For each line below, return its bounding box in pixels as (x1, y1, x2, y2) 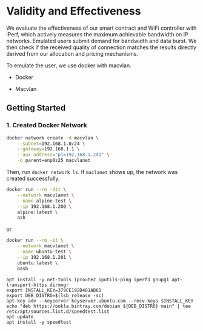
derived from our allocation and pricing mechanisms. (6, 50, 138, 57)
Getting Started (6, 103, 66, 113)
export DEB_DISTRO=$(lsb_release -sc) (6, 292, 104, 298)
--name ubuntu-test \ (17, 249, 72, 255)
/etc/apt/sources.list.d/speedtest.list (6, 308, 110, 315)
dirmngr (49, 282, 69, 288)
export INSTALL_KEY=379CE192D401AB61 (6, 287, 102, 293)
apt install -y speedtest (6, 319, 72, 325)
